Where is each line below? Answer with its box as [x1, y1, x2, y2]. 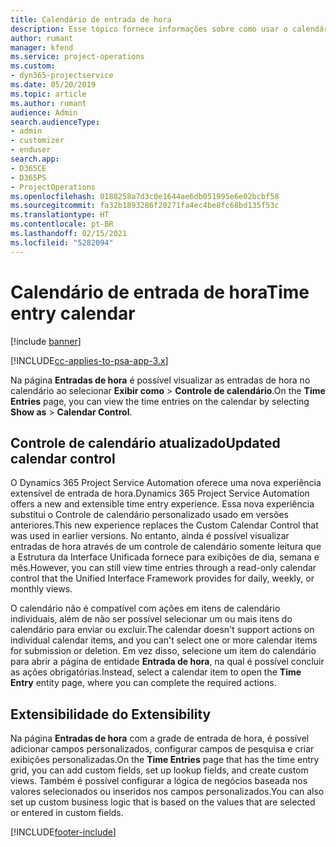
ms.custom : [10, 61, 56, 71]
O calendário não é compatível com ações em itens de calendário [10, 602, 281, 615]
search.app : [10, 154, 60, 164]
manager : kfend [10, 42, 74, 53]
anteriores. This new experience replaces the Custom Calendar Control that [10, 519, 319, 531]
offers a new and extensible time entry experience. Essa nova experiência [10, 498, 315, 510]
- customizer [10, 136, 65, 146]
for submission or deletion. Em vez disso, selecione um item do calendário [10, 645, 317, 657]
